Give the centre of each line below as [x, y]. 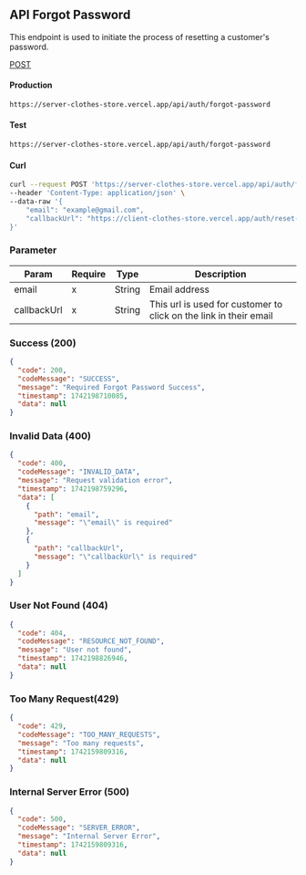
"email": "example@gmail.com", [85, 210]
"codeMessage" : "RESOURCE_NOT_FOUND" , [92, 641]
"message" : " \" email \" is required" [103, 523]
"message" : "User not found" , [75, 650]
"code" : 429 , [42, 726]
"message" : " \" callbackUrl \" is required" [115, 557]
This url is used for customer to [216, 304]
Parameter [33, 250]
